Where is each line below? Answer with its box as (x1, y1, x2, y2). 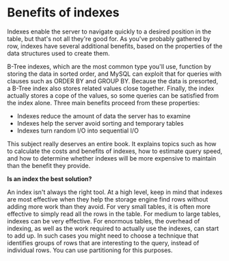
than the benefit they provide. (7, 161, 91, 169)
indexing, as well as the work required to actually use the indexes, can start (7, 224, 219, 232)
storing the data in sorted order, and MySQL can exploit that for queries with (7, 70, 222, 78)
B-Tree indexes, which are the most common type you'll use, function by (7, 62, 212, 70)
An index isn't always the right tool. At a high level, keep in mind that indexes (7, 188, 223, 196)
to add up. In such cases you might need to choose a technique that (7, 231, 199, 240)
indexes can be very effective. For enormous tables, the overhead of (7, 217, 200, 225)
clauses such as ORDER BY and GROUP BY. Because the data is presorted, (7, 77, 219, 85)
